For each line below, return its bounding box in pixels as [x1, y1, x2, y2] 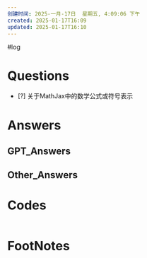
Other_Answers [7, 169, 78, 181]
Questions [7, 68, 69, 83]
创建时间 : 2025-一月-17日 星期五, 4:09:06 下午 [7, 10, 141, 18]
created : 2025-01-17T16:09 [7, 17, 87, 24]
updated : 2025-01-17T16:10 [7, 23, 87, 30]
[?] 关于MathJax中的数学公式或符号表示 [17, 92, 133, 100]
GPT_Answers [7, 145, 71, 157]
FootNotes [7, 238, 71, 254]
